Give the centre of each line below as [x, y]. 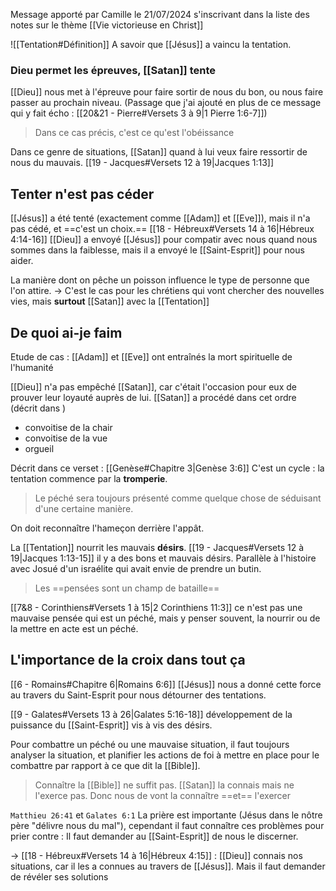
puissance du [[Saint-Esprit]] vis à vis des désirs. [111, 725]
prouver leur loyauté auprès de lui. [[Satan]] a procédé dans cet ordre [153, 397]
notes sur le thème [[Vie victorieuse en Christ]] [107, 25]
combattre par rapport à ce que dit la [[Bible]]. [105, 765]
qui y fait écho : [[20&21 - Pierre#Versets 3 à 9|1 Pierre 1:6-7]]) [139, 113]
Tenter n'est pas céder [82, 194]
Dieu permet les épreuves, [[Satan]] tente [113, 70]
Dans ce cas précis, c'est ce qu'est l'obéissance [134, 133]
